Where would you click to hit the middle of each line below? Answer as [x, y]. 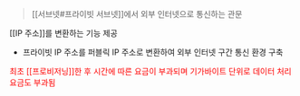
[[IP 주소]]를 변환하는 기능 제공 [63, 33]
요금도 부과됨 [33, 83]
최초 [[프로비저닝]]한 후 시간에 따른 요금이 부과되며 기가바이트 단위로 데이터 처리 [150, 71]
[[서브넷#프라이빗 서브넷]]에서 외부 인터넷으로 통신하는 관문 [137, 14]
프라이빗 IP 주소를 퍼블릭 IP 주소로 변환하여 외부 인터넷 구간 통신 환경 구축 [153, 52]
